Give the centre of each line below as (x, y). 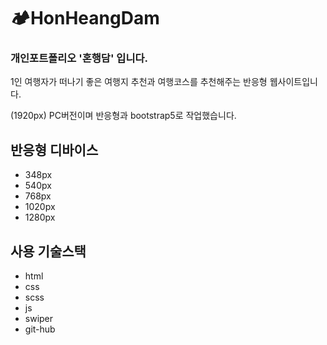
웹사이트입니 (293, 82)
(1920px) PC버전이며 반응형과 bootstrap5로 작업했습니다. (123, 116)
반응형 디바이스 (54, 150)
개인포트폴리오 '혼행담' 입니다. (79, 58)
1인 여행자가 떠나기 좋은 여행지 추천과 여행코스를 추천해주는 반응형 (139, 82)
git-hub (40, 329)
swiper (39, 319)
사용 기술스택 (48, 251)
